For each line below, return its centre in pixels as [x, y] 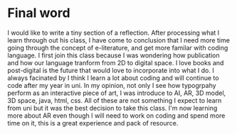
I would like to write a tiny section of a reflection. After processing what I [114, 33]
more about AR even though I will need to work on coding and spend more [116, 116]
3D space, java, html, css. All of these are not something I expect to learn [115, 100]
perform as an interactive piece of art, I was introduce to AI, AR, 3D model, [117, 93]
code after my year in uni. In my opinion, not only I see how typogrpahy [112, 85]
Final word [39, 13]
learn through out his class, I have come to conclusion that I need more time [118, 40]
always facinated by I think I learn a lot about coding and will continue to [113, 78]
